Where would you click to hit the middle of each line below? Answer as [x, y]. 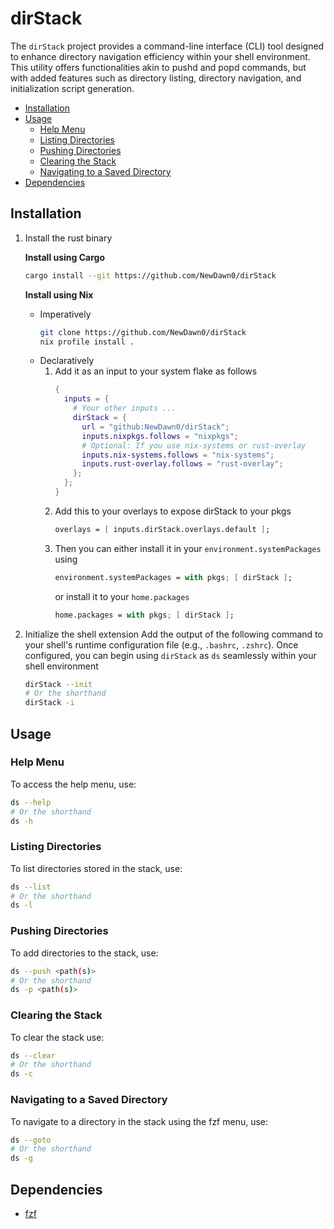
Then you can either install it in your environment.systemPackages [188, 548]
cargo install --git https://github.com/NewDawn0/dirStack [150, 275]
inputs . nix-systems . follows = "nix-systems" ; [178, 455]
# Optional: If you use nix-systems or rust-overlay [194, 445]
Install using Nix [59, 294]
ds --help [31, 802]
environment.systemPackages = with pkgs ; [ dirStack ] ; [173, 577]
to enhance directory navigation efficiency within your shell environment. [160, 56]
